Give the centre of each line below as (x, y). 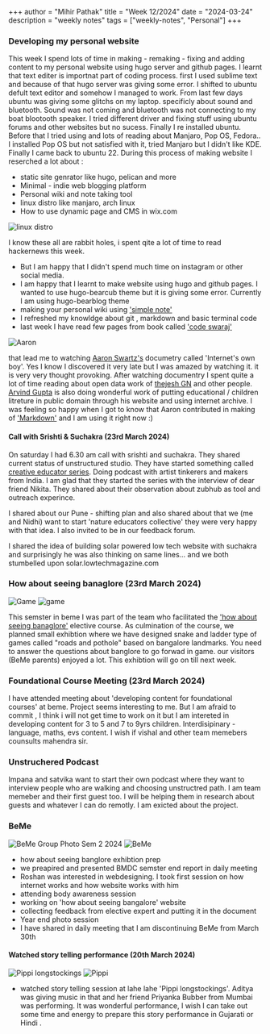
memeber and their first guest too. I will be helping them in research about (131, 797)
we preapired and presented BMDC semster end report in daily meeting (139, 868)
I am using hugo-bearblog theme (75, 301)
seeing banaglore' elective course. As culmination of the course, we (121, 625)
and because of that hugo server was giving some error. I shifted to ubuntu (133, 85)
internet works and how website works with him (99, 885)
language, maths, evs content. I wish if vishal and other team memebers (128, 732)
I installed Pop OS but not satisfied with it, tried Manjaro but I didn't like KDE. (135, 144)
